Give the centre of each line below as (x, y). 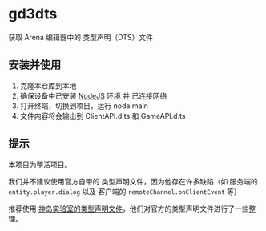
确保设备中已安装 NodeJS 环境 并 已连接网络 (93, 95)
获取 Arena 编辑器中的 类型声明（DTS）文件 (81, 37)
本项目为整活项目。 (40, 164)
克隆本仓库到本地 (48, 86)
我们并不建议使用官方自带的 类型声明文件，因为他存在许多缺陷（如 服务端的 (133, 181)
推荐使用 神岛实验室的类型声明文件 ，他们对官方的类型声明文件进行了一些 (129, 209)
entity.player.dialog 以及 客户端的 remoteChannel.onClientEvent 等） (125, 191)
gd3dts (33, 14)
